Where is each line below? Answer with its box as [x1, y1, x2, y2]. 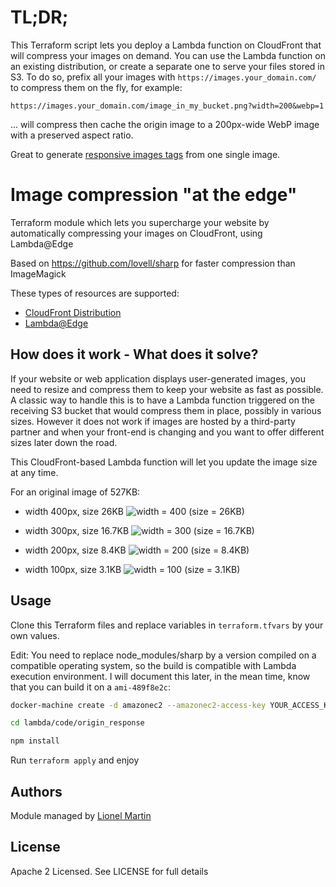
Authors [10, 783, 63, 800]
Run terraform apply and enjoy [10, 754, 140, 766]
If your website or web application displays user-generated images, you [10, 372, 306, 385]
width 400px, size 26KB [24, 505, 124, 517]
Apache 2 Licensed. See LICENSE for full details [10, 865, 209, 877]
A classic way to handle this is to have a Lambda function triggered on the [10, 394, 315, 406]
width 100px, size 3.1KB [24, 563, 122, 575]
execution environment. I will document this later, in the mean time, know [10, 670, 311, 682]
